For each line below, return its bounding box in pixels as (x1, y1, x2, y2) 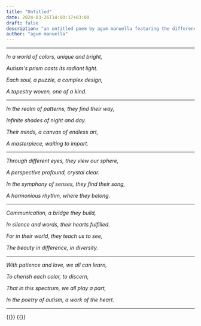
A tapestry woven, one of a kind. (6, 88, 87, 95)
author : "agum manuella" (6, 31, 68, 37)
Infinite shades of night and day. (6, 117, 87, 124)
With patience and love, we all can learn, (6, 261, 108, 268)
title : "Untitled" (6, 8, 52, 15)
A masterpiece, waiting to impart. (6, 140, 89, 147)
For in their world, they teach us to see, (6, 233, 103, 240)
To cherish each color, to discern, (6, 273, 89, 280)
